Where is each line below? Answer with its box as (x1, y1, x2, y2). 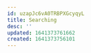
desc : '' (7, 23, 32, 30)
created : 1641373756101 (7, 36, 76, 43)
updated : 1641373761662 (7, 29, 76, 36)
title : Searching (7, 17, 57, 23)
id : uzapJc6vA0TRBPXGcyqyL (7, 10, 85, 17)
